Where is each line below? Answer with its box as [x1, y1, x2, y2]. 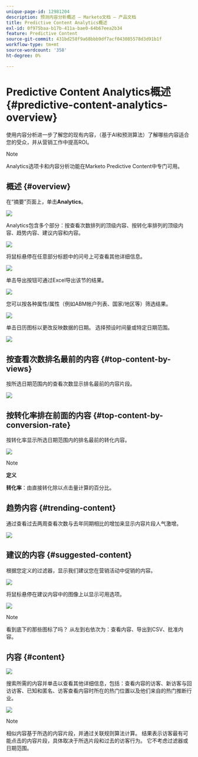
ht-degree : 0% [6, 53, 41, 59]
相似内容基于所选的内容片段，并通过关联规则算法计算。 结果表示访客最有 [6, 730, 183, 737]
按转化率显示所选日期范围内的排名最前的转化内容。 [6, 436, 130, 443]
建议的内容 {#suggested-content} [6, 550, 133, 560]
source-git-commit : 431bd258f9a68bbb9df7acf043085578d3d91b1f [6, 36, 162, 42]
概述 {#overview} [6, 181, 71, 191]
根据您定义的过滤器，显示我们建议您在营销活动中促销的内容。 [6, 566, 156, 574]
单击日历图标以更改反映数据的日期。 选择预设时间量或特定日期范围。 [6, 324, 173, 331]
